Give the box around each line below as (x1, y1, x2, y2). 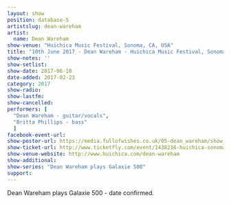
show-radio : (7, 87, 41, 93)
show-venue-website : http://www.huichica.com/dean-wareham (7, 150, 180, 158)
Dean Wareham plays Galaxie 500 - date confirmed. (7, 188, 155, 196)
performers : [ (7, 106, 48, 113)
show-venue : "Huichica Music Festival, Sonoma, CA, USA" (7, 42, 174, 49)
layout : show (7, 10, 45, 17)
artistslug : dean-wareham (7, 23, 81, 30)
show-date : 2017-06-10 (7, 67, 72, 74)
